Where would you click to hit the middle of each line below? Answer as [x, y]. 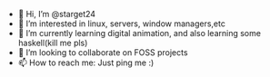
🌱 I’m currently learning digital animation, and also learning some [140, 33]
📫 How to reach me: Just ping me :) [86, 63]
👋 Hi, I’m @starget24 [57, 14]
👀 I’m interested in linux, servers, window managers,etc [121, 24]
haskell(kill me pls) [53, 43]
